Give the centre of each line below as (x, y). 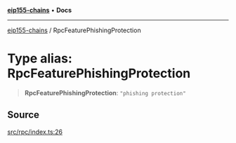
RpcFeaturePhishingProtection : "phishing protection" (105, 93)
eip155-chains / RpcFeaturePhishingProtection (74, 30)
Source (24, 115)
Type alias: (40, 59)
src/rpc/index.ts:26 (35, 132)
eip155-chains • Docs (40, 10)
